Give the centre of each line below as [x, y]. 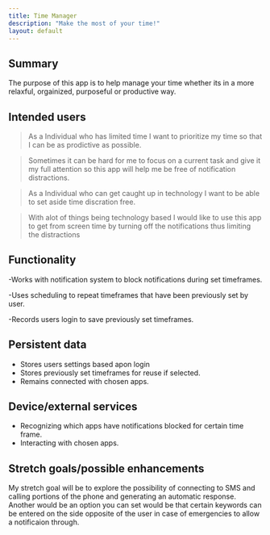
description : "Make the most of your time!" [84, 23]
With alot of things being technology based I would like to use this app [145, 217]
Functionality [42, 260]
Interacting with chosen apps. [69, 443]
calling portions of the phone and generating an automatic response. [122, 496]
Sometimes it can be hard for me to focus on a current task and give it [144, 161]
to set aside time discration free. [81, 202]
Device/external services [73, 407]
